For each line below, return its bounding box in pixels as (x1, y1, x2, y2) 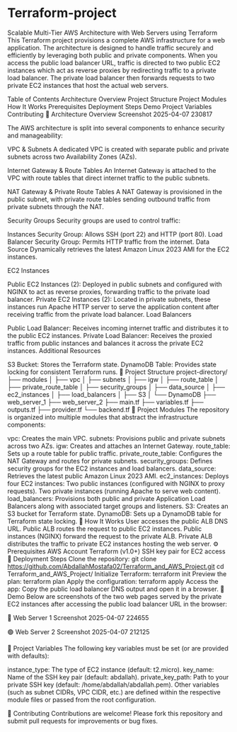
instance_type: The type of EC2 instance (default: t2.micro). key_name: (7, 665, 214, 674)
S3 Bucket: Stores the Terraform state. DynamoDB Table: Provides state (7, 360, 217, 368)
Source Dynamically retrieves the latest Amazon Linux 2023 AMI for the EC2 (7, 244, 230, 253)
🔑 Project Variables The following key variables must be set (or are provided (7, 643, 229, 653)
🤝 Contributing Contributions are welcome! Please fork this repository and (7, 709, 223, 717)
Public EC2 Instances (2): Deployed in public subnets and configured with (7, 280, 222, 288)
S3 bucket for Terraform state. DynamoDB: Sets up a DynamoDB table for (7, 509, 221, 518)
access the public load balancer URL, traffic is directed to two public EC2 (7, 58, 221, 67)
